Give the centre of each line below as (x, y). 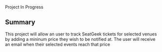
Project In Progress (24, 7)
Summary (20, 22)
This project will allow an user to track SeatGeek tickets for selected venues (81, 34)
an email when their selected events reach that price (58, 44)
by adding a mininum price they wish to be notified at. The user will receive (80, 39)
